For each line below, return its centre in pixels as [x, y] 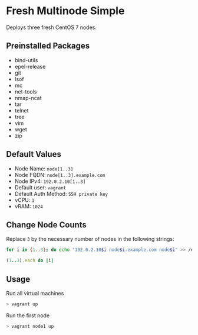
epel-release [30, 66]
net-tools [26, 91]
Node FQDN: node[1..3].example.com [60, 175]
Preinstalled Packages [48, 46]
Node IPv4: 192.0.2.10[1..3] [50, 181]
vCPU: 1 [24, 200]
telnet [22, 110]
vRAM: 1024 [29, 206]
